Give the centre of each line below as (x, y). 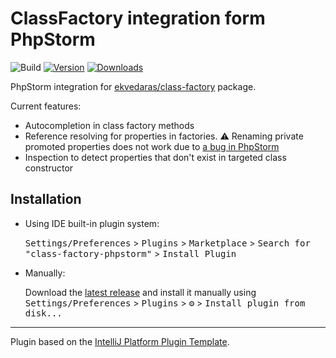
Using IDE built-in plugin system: (92, 223)
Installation (46, 199)
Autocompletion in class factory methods (109, 125)
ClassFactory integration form (138, 18)
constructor (49, 168)
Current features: (46, 106)
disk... (43, 313)
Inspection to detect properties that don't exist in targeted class (155, 157)
